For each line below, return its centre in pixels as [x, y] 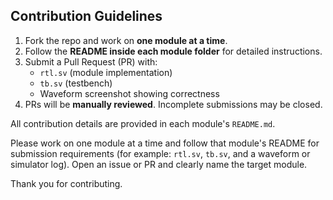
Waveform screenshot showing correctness [129, 93]
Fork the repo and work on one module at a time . [126, 40]
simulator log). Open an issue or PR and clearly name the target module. [159, 164]
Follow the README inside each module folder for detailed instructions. [173, 51]
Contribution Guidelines [86, 16]
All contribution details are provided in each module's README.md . [143, 123]
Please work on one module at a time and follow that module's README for [165, 143]
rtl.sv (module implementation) [106, 72]
